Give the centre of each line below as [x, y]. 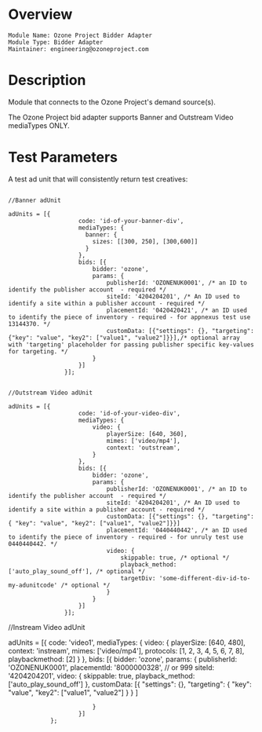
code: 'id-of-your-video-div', [129, 413]
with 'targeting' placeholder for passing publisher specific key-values [131, 344]
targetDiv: [138, 578]
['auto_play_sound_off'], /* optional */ [77, 571]
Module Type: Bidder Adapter [56, 42]
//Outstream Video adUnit [50, 393]
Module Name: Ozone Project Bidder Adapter [80, 35]
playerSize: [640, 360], [147, 434]
